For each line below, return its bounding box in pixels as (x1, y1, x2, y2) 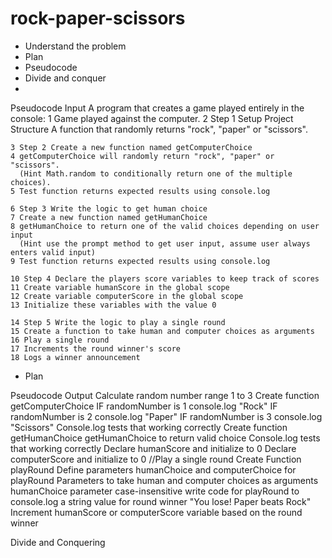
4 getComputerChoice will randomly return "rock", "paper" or (10, 151, 275, 161)
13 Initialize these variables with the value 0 (10, 300, 217, 310)
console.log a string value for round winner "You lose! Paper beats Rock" (10, 495, 312, 507)
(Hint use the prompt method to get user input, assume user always (19, 238, 311, 249)
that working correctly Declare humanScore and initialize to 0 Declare (10, 442, 297, 454)
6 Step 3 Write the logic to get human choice (10, 203, 208, 214)
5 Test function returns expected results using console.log (10, 186, 271, 196)
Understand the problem (24, 40, 127, 52)
